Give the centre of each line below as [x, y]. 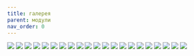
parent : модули [29, 20]
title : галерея [29, 13]
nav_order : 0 [26, 26]
